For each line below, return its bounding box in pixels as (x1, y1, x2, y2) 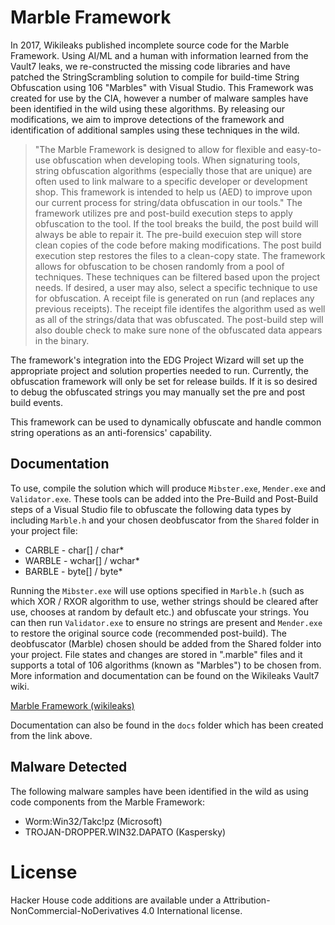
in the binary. (34, 334, 90, 346)
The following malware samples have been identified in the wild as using (10, 785, 309, 797)
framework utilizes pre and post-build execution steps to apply (34, 207, 293, 219)
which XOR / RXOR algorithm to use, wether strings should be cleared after (10, 595, 319, 607)
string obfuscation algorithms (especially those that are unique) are (34, 164, 313, 176)
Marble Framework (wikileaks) (10, 699, 135, 711)
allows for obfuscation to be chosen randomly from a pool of (34, 260, 285, 272)
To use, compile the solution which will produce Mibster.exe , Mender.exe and (10, 482, 327, 494)
